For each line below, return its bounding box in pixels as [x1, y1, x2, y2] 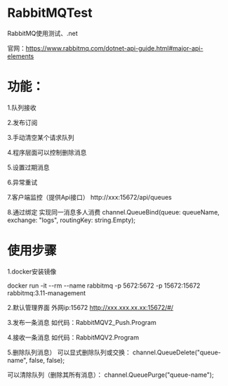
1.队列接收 [7, 103, 36, 112]
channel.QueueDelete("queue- [132, 348, 221, 356]
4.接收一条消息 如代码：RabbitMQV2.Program [7, 333, 139, 342]
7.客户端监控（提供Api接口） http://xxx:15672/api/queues [7, 193, 172, 201]
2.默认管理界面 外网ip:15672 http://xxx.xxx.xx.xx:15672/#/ [7, 303, 174, 311]
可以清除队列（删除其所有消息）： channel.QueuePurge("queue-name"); [7, 371, 214, 379]
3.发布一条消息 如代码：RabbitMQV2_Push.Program [7, 318, 156, 326]
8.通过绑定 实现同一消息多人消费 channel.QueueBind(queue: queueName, [7, 207, 220, 216]
